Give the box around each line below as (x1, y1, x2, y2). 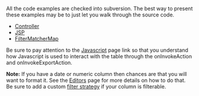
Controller (14, 23, 40, 29)
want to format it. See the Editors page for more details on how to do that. (6, 77, 186, 84)
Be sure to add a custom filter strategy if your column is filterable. (6, 83, 166, 90)
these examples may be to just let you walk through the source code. (6, 11, 175, 18)
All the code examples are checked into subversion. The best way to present (6, 5, 193, 12)
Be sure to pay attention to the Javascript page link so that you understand (6, 47, 188, 54)
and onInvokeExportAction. (6, 59, 73, 66)
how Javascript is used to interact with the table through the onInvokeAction (6, 53, 192, 59)
